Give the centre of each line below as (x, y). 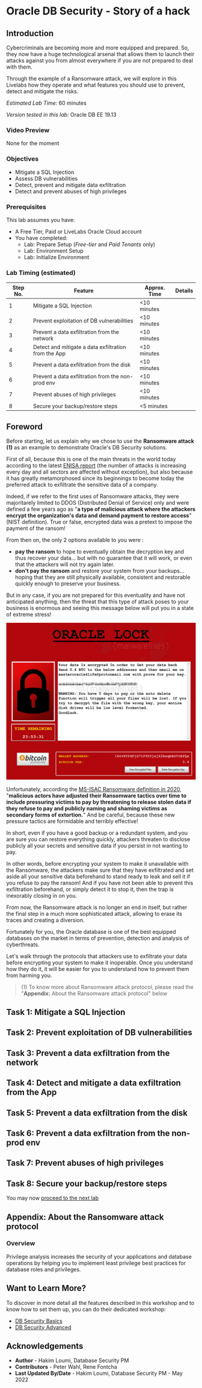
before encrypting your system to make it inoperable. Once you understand (99, 962)
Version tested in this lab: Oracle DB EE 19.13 (61, 115)
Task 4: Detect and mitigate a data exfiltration (94, 1083)
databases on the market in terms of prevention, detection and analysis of (98, 938)
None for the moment (33, 143)
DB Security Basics (39, 1321)
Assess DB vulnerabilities (46, 178)
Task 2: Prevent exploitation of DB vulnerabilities (99, 1033)
